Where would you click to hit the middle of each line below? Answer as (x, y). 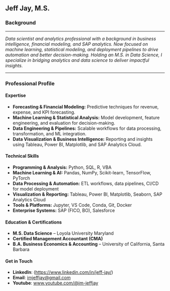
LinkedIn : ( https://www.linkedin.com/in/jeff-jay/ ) (63, 272)
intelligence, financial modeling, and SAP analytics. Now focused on (77, 44)
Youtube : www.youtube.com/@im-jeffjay (55, 283)
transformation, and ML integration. (50, 133)
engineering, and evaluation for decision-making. (64, 123)
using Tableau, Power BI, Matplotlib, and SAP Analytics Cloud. (77, 144)
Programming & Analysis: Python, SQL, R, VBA (62, 167)
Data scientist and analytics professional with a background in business (81, 39)
